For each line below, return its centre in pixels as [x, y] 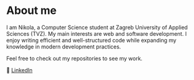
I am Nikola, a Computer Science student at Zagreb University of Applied [97, 27]
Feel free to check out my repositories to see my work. [74, 58]
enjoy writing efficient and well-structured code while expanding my [92, 40]
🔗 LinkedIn [19, 70]
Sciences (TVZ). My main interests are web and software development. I [96, 33]
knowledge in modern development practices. [64, 47]
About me [32, 11]
